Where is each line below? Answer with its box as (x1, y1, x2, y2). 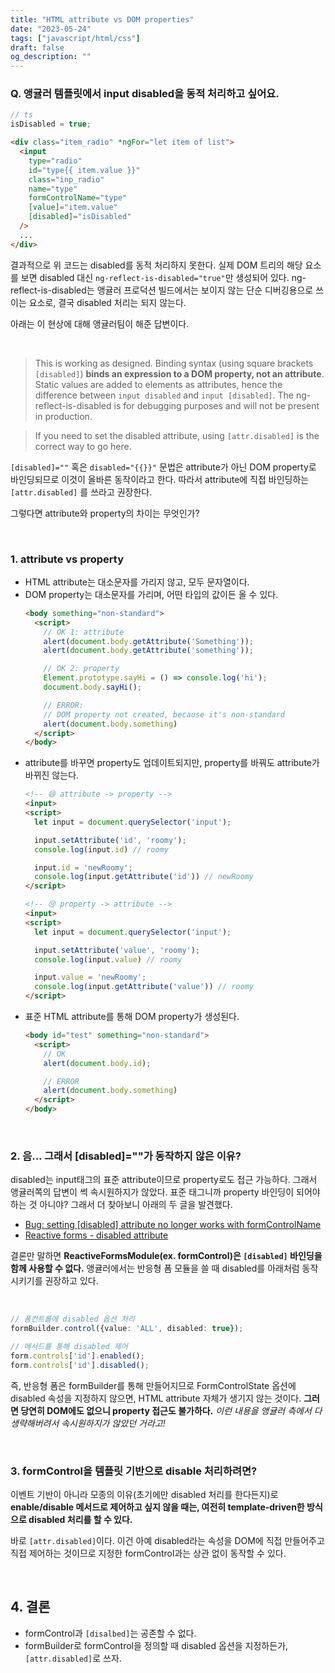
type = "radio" (28, 156, 83, 166)
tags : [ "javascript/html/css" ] (10, 33, 141, 43)
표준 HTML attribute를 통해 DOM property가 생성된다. (24, 1011, 240, 1023)
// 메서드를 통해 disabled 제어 (10, 1342, 128, 1352)
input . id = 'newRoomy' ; (34, 862, 133, 873)
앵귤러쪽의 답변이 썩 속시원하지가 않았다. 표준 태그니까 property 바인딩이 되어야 (10, 1186, 321, 1198)
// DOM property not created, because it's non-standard (43, 709, 286, 720)
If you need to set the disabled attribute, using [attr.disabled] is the (34, 429, 320, 441)
